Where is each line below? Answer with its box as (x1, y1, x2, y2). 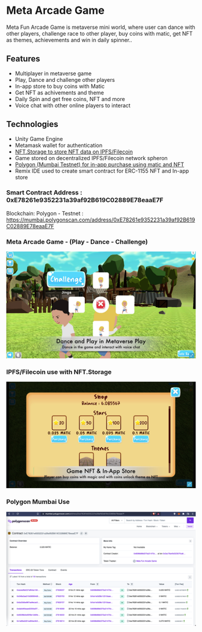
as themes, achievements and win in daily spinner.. (6, 36, 132, 43)
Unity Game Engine (14, 135, 63, 142)
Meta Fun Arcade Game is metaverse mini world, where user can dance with (6, 23, 195, 31)
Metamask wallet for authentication (14, 141, 103, 149)
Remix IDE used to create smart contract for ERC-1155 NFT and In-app (14, 167, 189, 175)
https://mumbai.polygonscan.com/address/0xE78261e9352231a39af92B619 (6, 216, 195, 223)
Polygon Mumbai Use (6, 498, 70, 506)
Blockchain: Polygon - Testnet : (6, 209, 84, 217)
